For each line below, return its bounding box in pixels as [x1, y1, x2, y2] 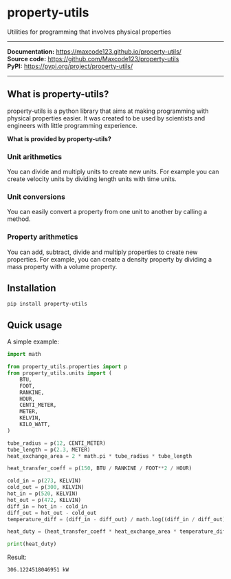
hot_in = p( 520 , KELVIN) [7, 490, 78, 497]
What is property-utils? [7, 88, 109, 101]
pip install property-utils [7, 301, 88, 308]
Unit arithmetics [7, 151, 63, 161]
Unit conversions [7, 191, 65, 201]
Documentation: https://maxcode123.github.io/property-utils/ [7, 47, 182, 56]
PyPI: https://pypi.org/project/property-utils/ [7, 62, 133, 70]
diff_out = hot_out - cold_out [7, 509, 97, 516]
